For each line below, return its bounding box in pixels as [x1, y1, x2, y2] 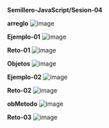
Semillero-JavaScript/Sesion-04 [7, 6, 103, 14]
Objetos [7, 60, 31, 68]
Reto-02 [7, 86, 32, 94]
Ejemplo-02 [7, 73, 42, 81]
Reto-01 [7, 46, 30, 54]
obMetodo [7, 100, 38, 108]
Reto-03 [7, 113, 32, 121]
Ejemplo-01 [7, 33, 41, 41]
